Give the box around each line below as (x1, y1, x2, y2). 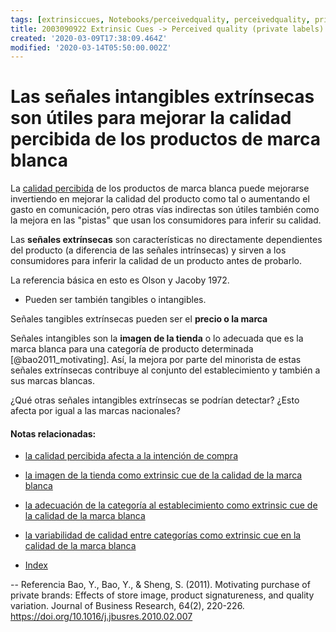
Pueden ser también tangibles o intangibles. (24, 294, 207, 306)
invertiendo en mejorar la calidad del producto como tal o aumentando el (10, 193, 310, 205)
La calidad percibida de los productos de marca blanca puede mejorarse (10, 182, 310, 195)
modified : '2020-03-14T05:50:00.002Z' (10, 42, 172, 53)
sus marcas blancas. (10, 375, 95, 387)
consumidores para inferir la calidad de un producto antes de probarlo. (10, 255, 303, 267)
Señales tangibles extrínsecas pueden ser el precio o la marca (10, 313, 268, 325)
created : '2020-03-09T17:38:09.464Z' (10, 33, 168, 43)
